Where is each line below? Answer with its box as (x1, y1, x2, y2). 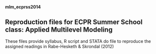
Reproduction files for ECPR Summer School (5, 18, 143, 26)
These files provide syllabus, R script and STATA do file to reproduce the (5, 38, 151, 44)
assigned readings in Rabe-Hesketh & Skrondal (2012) (5, 44, 114, 50)
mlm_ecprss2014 (5, 4, 41, 10)
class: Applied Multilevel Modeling (5, 25, 113, 34)
